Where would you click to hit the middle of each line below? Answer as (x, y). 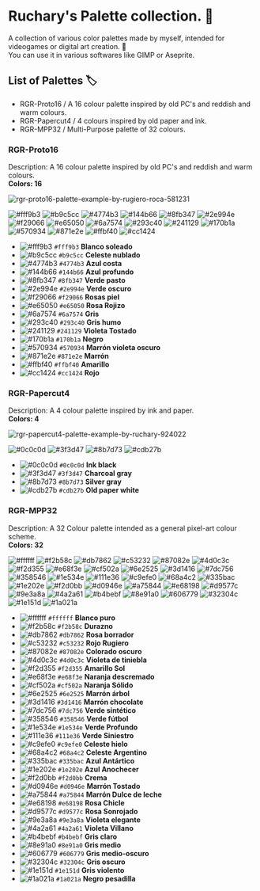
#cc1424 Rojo (79, 373)
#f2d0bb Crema (83, 777)
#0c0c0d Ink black (88, 465)
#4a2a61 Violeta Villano (96, 828)
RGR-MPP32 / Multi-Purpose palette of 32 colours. (102, 129)
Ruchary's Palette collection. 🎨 (111, 16)
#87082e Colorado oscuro (100, 651)
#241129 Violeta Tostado (96, 331)
